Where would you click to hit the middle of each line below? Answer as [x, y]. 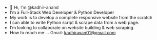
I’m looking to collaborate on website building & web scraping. [72, 28]
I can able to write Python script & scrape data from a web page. [74, 22]
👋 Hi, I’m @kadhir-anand [34, 7]
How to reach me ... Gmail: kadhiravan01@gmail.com [63, 33]
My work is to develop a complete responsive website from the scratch [81, 17]
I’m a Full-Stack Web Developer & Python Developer [62, 12]
